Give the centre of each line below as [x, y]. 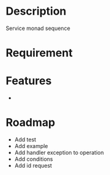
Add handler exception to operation [59, 152]
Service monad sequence [38, 28]
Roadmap [31, 123]
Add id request [33, 166]
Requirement [39, 53]
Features [29, 81]
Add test [25, 140]
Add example [31, 146]
